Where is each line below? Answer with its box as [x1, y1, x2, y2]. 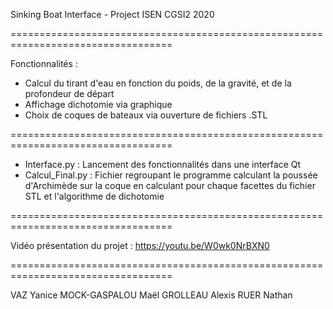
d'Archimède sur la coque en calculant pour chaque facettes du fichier [24, 180, 316, 191]
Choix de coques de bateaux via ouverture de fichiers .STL [24, 109, 268, 121]
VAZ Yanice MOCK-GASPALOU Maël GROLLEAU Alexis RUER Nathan [10, 289, 293, 301]
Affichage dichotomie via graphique [24, 99, 173, 110]
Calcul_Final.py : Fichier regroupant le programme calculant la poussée [24, 169, 318, 181]
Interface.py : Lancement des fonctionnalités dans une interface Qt [24, 159, 302, 170]
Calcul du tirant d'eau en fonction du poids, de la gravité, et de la [24, 77, 292, 89]
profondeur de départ [24, 88, 115, 99]
